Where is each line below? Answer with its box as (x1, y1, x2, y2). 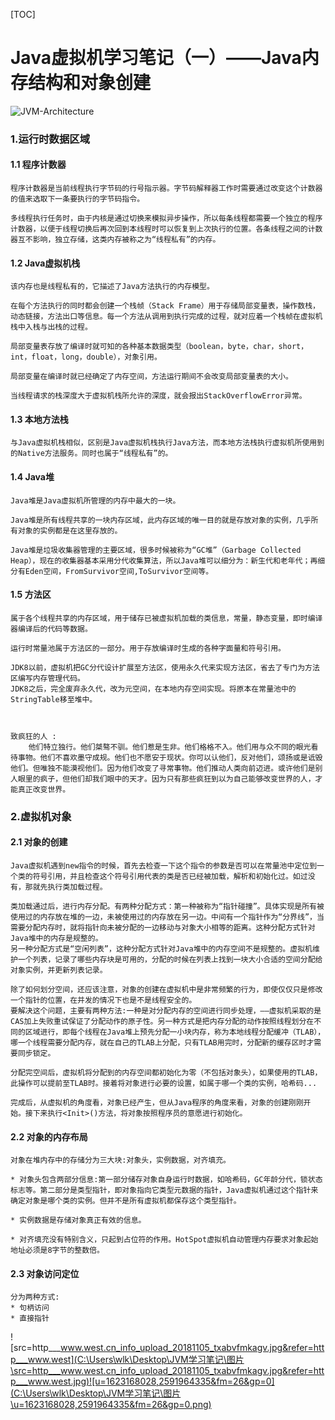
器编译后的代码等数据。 (10, 624, 93, 634)
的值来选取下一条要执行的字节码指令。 (10, 194, 145, 204)
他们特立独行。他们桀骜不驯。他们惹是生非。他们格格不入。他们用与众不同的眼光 (28, 742, 312, 752)
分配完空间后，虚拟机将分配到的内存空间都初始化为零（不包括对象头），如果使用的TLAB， (10, 1068, 323, 1078)
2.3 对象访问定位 (10, 1267, 80, 1279)
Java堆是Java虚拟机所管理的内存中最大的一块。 (10, 495, 181, 506)
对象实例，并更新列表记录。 (10, 965, 108, 975)
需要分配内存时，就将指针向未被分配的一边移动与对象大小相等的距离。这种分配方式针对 (10, 923, 316, 933)
